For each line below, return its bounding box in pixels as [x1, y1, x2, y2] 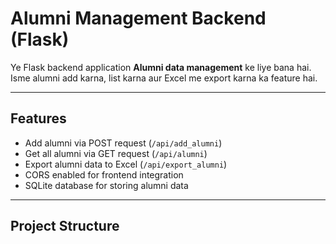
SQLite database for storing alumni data [24, 179, 189, 191]
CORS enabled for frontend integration [24, 168, 184, 181]
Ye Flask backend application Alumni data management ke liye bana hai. [10, 61, 312, 73]
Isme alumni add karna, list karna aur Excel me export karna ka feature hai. [10, 72, 318, 84]
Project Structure [10, 218, 120, 235]
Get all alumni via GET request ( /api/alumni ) [24, 147, 208, 159]
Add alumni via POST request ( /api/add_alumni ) [24, 137, 223, 149]
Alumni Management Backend [10, 7, 267, 30]
